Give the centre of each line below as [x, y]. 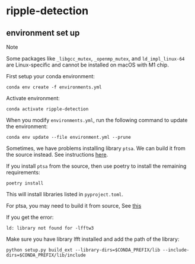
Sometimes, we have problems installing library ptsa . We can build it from [96, 148]
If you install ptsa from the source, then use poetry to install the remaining [96, 166]
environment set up [43, 33]
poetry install [25, 183]
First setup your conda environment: [50, 76]
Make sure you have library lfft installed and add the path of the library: [93, 239]
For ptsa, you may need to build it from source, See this [74, 206]
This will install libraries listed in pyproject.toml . [65, 194]
